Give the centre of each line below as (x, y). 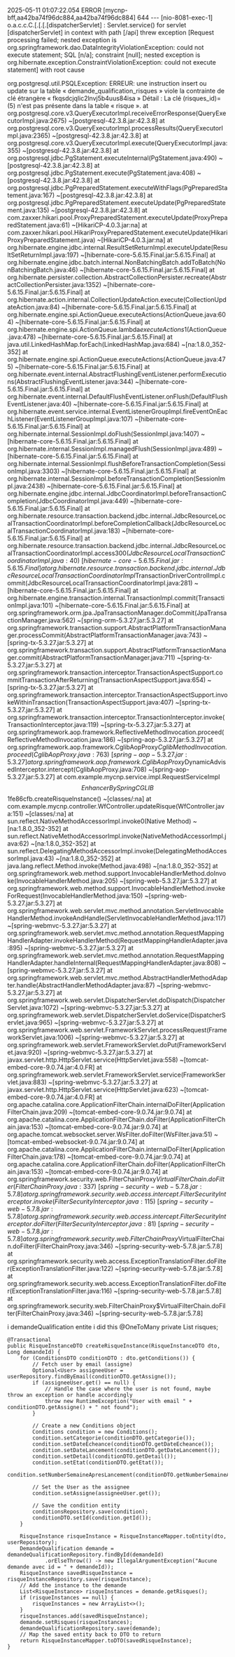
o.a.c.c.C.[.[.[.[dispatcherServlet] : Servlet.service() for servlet (97, 25)
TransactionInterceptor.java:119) (53, 725)
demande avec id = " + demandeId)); (60, 1567)
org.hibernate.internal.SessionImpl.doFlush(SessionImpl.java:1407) (103, 434)
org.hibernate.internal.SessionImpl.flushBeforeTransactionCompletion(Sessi (116, 464)
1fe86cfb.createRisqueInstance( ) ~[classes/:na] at (79, 799)
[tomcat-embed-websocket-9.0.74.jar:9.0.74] (72, 1142)
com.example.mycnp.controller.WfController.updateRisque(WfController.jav (116, 806)
